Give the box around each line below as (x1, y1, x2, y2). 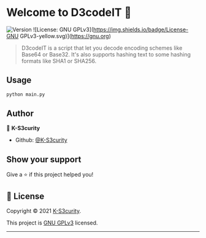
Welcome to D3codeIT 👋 (6, 6, 132, 20)
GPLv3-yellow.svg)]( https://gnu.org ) (20, 32, 112, 39)
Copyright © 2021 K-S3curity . (6, 207, 82, 215)
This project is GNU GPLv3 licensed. (6, 219, 98, 226)
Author (6, 109, 34, 119)
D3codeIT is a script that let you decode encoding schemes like (21, 44, 183, 52)
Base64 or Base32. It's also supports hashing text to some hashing (21, 50, 191, 58)
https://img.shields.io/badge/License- (93, 26, 189, 33)
